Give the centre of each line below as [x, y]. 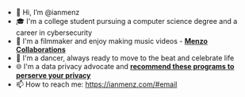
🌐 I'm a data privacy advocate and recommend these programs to [125, 66]
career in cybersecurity [54, 33]
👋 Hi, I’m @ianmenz [48, 12]
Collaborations [40, 49]
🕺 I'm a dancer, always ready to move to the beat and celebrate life [125, 58]
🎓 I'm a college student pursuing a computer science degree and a [126, 21]
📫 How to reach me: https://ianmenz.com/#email [96, 84]
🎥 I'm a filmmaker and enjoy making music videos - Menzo [112, 41]
